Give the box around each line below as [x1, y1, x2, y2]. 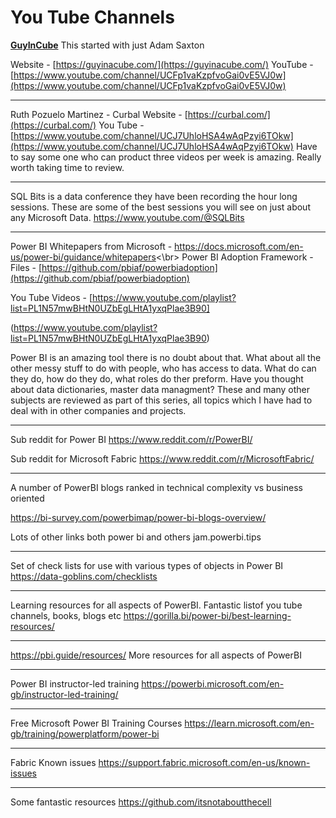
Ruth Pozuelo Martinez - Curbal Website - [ [10, 108, 188, 120]
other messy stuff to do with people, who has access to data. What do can [10, 362, 317, 374]
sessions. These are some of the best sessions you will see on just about [10, 201, 311, 213]
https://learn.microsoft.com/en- [184, 717, 315, 729]
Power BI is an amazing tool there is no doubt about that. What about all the [10, 351, 322, 363]
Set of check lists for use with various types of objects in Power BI [10, 559, 284, 571]
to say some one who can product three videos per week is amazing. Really [10, 151, 322, 163]
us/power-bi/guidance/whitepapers [10, 251, 157, 263]
